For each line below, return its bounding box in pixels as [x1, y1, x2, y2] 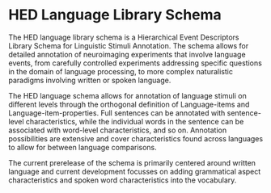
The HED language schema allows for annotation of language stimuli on [8, 90, 247, 100]
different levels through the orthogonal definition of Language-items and [8, 99, 250, 109]
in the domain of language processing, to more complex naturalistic [8, 66, 233, 76]
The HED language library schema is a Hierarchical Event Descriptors [8, 32, 239, 42]
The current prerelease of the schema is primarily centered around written [8, 157, 256, 167]
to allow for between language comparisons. [8, 142, 158, 152]
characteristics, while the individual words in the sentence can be [25, 116, 244, 126]
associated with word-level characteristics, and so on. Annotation [8, 125, 227, 135]
